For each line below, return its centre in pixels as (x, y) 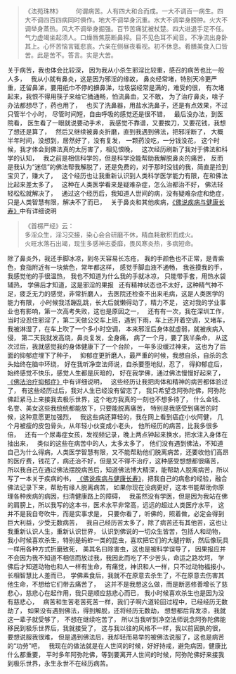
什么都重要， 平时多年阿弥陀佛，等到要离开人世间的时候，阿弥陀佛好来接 (113, 655)
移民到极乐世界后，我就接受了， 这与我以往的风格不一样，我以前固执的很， (116, 628)
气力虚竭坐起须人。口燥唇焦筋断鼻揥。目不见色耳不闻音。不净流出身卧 (126, 37)
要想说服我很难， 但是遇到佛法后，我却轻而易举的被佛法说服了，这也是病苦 (116, 637)
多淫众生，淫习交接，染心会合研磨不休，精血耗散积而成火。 (111, 235)
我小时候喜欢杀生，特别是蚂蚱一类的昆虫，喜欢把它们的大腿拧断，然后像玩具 (118, 540)
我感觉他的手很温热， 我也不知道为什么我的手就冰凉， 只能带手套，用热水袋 (117, 276)
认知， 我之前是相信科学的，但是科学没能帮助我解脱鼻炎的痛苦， (114, 158)
